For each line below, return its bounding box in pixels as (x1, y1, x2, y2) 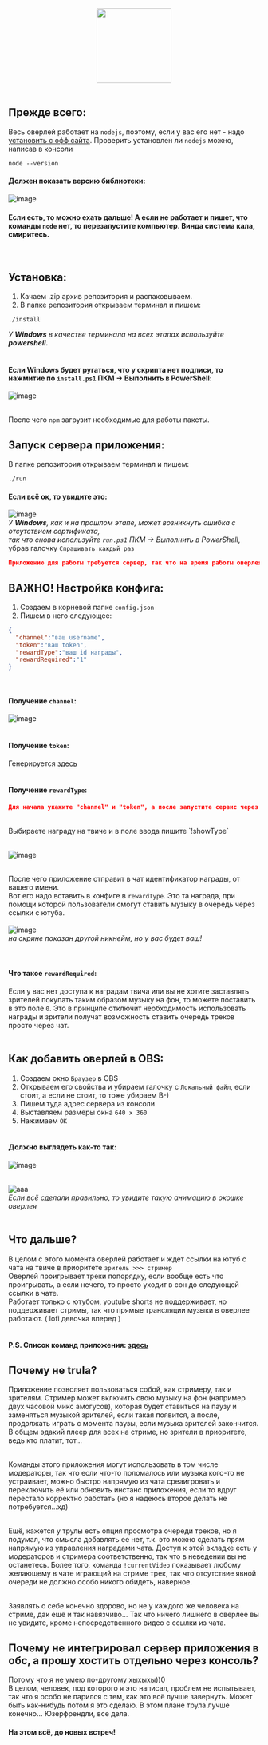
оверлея (8, 1201, 37, 1210)
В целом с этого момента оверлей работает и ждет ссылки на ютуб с (8, 1254, 247, 1264)
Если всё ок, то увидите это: (8, 492, 108, 501)
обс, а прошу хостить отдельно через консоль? (8, 1654, 259, 1667)
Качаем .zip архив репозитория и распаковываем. (19, 292, 193, 301)
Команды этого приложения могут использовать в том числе (8, 1460, 219, 1469)
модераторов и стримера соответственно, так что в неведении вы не (8, 1552, 247, 1561)
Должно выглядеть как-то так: (8, 1142, 117, 1152)
